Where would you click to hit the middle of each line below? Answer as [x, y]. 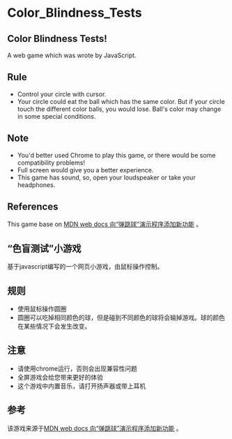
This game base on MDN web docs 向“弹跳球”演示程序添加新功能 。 [105, 224]
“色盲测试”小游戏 [44, 248]
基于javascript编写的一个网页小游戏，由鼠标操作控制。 [85, 267]
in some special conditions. [56, 116]
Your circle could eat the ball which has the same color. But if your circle [121, 101]
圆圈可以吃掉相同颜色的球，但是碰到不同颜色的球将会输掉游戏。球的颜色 [121, 318]
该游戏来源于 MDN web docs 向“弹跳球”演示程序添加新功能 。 [95, 428]
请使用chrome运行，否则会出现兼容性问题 [77, 369]
